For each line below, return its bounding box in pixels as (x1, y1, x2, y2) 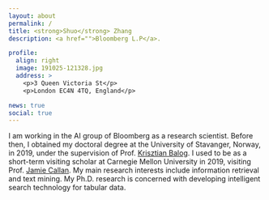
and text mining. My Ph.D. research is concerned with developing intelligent (8, 174, 261, 184)
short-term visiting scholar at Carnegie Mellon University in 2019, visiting (8, 157, 251, 167)
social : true (8, 109, 53, 117)
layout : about (8, 11, 57, 20)
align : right (15, 57, 60, 65)
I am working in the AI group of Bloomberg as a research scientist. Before (8, 131, 254, 141)
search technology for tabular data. (8, 183, 126, 193)
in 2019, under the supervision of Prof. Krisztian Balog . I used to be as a (8, 148, 247, 158)
